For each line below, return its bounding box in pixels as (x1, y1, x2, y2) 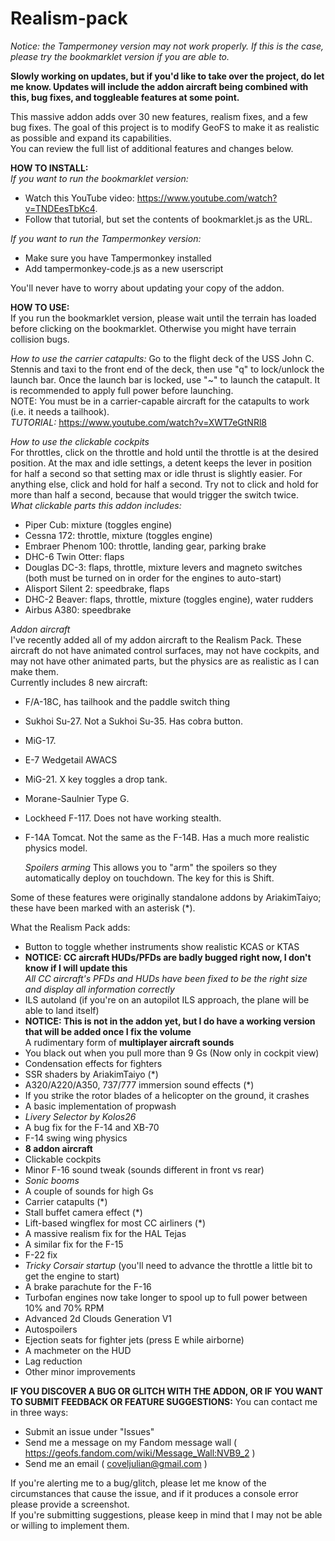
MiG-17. (24, 734, 57, 746)
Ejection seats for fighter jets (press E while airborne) (24, 1333, 245, 1346)
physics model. (24, 842, 88, 854)
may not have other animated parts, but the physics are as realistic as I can (10, 655, 320, 667)
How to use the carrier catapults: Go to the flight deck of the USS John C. (10, 352, 315, 364)
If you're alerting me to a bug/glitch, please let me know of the (10, 1477, 267, 1489)
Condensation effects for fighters (24, 1057, 163, 1069)
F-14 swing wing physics (24, 1132, 128, 1144)
